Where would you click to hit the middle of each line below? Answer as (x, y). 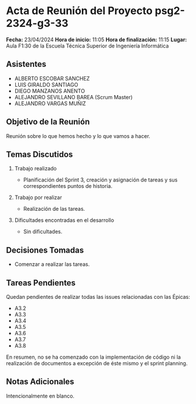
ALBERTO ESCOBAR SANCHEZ (52, 78)
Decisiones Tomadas (45, 250)
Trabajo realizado (36, 169)
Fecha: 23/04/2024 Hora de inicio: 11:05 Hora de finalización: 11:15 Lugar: (97, 39)
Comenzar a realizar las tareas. (52, 264)
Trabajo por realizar (38, 197)
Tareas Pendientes (41, 283)
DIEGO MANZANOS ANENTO (50, 91)
